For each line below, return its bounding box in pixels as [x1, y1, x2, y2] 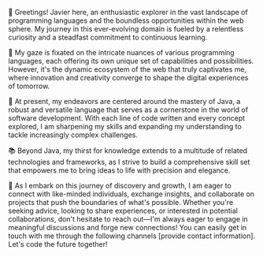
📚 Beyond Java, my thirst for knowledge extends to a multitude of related [8, 146, 248, 155]
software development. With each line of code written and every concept [8, 114, 246, 122]
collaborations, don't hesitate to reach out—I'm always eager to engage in [8, 214, 248, 224]
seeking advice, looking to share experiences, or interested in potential [8, 206, 239, 215]
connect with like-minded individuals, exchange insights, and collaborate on [8, 189, 254, 199]
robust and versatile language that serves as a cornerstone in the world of [8, 105, 249, 114]
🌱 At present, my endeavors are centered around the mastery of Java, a [8, 97, 241, 106]
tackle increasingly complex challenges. [8, 130, 139, 140]
